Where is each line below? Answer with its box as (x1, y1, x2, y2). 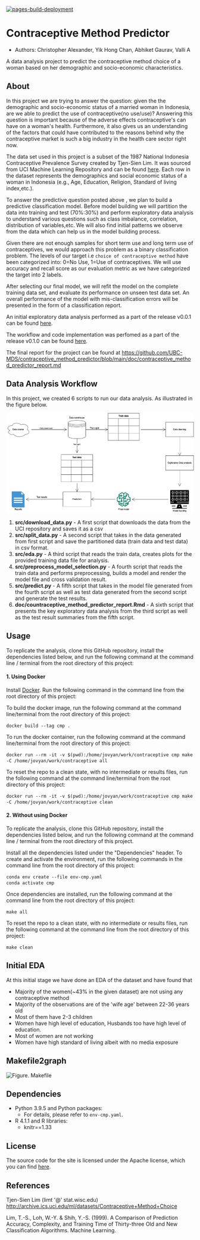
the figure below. (6, 401, 48, 408)
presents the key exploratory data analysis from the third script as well (14, 607, 187, 614)
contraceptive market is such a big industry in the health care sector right (6, 135, 186, 142)
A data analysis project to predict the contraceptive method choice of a (6, 57, 181, 65)
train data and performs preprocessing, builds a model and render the (14, 569, 186, 576)
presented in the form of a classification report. (6, 302, 122, 309)
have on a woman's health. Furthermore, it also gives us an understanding (6, 122, 188, 129)
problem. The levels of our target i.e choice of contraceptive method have (6, 252, 189, 259)
